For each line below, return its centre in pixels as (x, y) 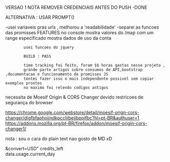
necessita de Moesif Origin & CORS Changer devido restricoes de (75, 97)
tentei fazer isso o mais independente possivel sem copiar (89, 79)
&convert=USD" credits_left (34, 148)
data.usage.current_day (30, 154)
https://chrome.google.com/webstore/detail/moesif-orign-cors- (72, 112)
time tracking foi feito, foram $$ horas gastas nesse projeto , (95, 65)
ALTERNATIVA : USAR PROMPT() (40, 17)
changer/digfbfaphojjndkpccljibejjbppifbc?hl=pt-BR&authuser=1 (72, 118)
